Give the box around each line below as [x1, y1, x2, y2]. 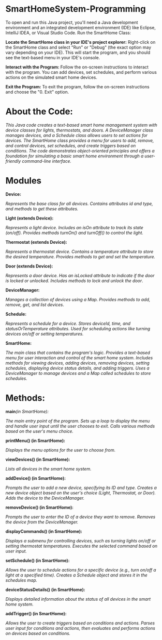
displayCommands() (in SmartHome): [5, 528, 83, 534]
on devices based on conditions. [5, 630, 71, 636]
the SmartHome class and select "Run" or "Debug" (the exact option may [5, 44, 151, 50]
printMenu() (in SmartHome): [5, 438, 66, 443]
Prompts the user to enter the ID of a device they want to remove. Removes [5, 514, 156, 520]
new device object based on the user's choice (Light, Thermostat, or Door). [5, 489, 156, 496]
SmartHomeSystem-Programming [5, 3, 146, 15]
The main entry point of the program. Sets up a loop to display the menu [5, 418, 150, 423]
